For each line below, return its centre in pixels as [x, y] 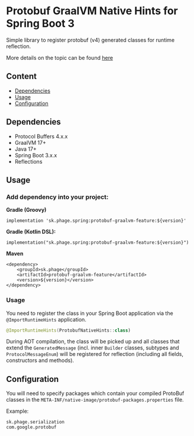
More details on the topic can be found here [60, 58]
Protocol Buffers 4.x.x [41, 136]
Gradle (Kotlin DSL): [31, 232]
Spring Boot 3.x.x [36, 155]
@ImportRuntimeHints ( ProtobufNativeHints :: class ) [69, 330]
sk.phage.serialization [35, 422]
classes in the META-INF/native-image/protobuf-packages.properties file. [95, 400]
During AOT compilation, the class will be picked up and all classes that [93, 342]
